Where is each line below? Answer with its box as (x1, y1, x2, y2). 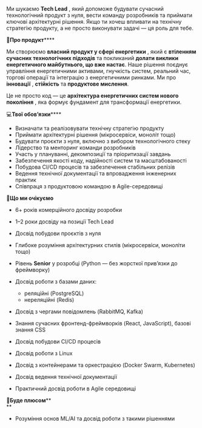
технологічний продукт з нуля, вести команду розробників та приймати (6, 12, 193, 19)
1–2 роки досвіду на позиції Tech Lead (15, 218, 114, 225)
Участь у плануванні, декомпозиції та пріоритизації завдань (15, 151, 171, 157)
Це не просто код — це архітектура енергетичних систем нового (6, 92, 179, 99)
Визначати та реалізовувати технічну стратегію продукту (15, 124, 164, 132)
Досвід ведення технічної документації (15, 373, 117, 380)
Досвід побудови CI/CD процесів (15, 338, 101, 345)
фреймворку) (15, 267, 50, 273)
